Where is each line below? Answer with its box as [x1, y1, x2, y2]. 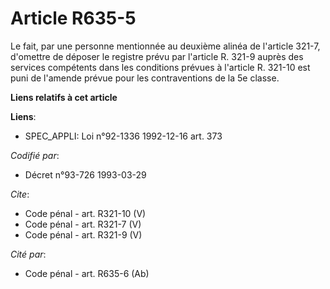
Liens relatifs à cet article [10, 91, 118, 103]
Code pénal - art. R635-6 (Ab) [24, 267, 150, 279]
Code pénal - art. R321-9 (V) [24, 228, 143, 241]
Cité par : [10, 248, 47, 260]
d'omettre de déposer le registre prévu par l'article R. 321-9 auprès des [10, 50, 304, 62]
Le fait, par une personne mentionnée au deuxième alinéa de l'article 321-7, [10, 40, 321, 52]
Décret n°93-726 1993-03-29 [24, 168, 147, 181]
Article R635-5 [10, 7, 137, 30]
